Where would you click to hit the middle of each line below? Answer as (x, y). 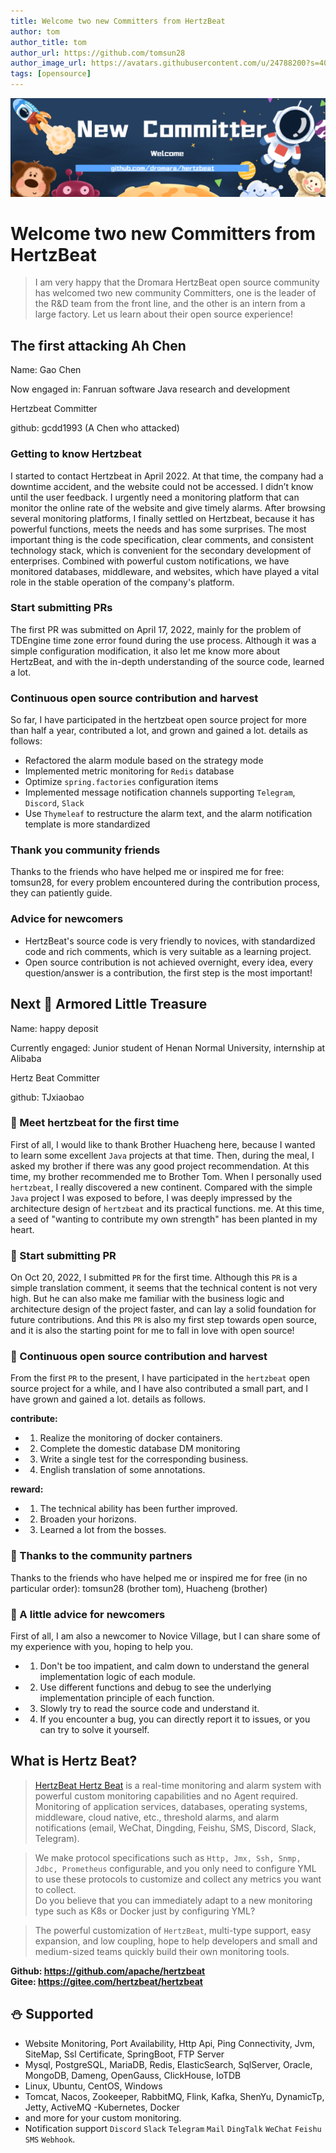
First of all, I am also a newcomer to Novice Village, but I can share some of (165, 1636)
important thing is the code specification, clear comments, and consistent (162, 539)
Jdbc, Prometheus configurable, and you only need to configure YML (175, 1868)
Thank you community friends (85, 850)
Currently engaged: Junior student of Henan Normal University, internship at (168, 1047)
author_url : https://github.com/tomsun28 (98, 53)
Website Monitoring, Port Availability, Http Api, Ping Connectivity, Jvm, (169, 2043)
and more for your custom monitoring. (103, 2117)
